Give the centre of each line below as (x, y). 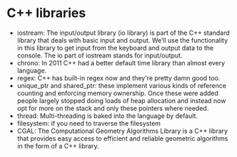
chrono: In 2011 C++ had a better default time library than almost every (121, 63)
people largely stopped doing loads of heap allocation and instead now (121, 100)
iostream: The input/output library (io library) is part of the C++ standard (123, 33)
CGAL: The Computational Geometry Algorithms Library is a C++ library (122, 131)
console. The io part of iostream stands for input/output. (100, 55)
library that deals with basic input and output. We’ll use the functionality (122, 40)
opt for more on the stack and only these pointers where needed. (113, 108)
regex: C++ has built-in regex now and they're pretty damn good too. (118, 78)
